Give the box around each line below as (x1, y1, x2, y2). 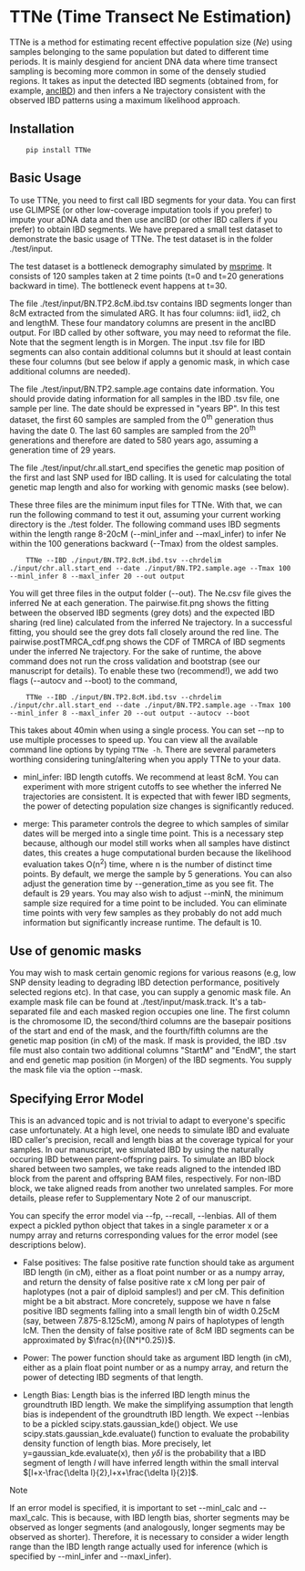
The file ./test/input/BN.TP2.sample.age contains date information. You (9, 383, 275, 394)
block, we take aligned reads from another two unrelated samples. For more (9, 1183, 294, 1194)
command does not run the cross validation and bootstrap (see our (9, 655, 261, 666)
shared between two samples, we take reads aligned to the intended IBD (9, 1164, 281, 1175)
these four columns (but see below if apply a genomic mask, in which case (9, 356, 290, 367)
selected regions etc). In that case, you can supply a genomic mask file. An (9, 987, 291, 998)
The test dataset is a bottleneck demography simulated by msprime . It (9, 260, 272, 271)
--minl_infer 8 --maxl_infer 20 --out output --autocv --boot (9, 708, 250, 717)
